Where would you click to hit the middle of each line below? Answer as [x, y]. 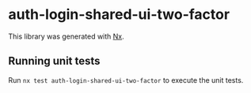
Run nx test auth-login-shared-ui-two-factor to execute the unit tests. [126, 80]
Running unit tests [54, 61]
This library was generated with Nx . [66, 36]
